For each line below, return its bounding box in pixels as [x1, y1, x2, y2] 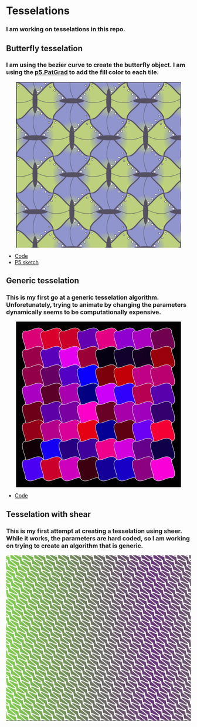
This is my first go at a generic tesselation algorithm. [6, 293, 159, 301]
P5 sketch [14, 258, 39, 265]
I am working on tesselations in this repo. [6, 25, 126, 34]
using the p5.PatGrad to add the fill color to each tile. [6, 68, 159, 77]
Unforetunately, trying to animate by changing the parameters [6, 301, 186, 309]
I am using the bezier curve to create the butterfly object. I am [6, 61, 186, 69]
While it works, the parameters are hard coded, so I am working [6, 534, 191, 542]
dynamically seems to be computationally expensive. [6, 308, 161, 316]
